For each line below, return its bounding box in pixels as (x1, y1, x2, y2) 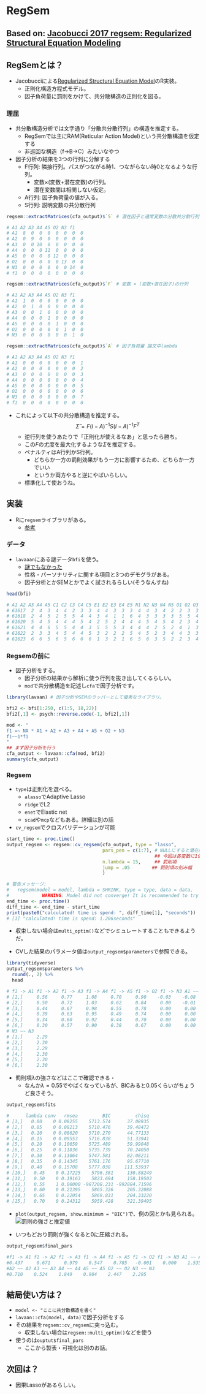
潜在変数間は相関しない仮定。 (33, 186, 109, 193)
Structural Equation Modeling (6, 37, 121, 48)
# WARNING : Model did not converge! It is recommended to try (6, 893, 199, 899)
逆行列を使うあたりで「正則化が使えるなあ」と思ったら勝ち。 (24, 433, 181, 440)
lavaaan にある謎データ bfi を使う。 (15, 555, 102, 563)
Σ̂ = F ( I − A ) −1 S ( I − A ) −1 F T (75, 422, 140, 430)
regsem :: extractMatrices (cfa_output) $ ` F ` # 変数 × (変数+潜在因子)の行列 (6, 281, 189, 287)
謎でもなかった (24, 563, 63, 570)
